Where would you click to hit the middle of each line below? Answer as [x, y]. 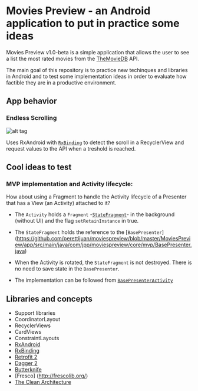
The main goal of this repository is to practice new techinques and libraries [97, 70]
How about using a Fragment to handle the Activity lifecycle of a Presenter [96, 197]
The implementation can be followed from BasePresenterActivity [94, 280]
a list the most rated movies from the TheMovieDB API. [73, 58]
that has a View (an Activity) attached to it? [58, 203]
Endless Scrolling [32, 118]
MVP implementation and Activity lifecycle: [70, 184]
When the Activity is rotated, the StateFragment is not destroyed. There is [103, 263]
